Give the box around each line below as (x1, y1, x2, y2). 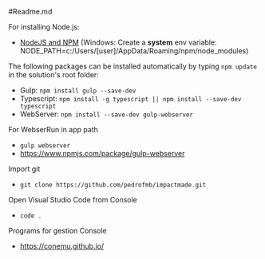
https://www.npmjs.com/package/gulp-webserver (19, 149, 185, 158)
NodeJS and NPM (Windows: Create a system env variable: (19, 37, 217, 47)
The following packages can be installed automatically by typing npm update (8, 61, 258, 71)
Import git (8, 164, 41, 174)
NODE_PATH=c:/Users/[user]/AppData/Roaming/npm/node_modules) (19, 46, 249, 55)
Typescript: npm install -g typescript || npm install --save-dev (19, 94, 242, 103)
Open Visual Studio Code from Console (8, 195, 138, 204)
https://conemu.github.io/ (19, 241, 105, 250)
